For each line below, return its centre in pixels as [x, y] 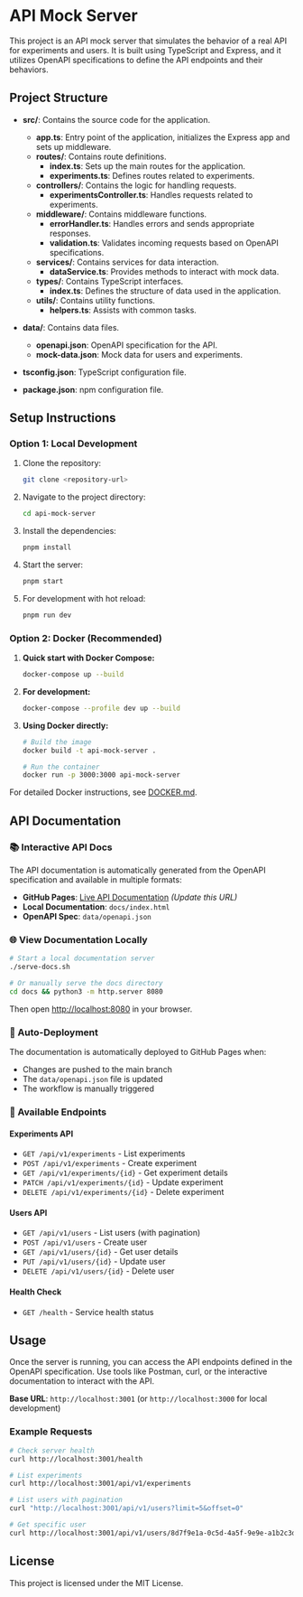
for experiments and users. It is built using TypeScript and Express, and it [145, 50]
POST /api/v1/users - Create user [85, 1242]
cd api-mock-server [59, 514]
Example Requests [51, 1432]
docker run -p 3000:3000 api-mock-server [101, 775]
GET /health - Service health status [88, 1312]
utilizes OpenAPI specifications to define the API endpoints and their [136, 60]
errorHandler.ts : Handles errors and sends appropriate [152, 223]
